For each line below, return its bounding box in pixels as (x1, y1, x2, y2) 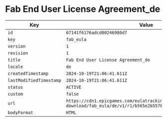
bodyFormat (7, 110, 33, 115)
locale (7, 63, 23, 69)
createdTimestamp (7, 70, 49, 76)
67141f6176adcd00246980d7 (66, 30, 128, 35)
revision (7, 50, 28, 56)
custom (7, 91, 23, 97)
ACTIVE (66, 84, 82, 90)
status (7, 84, 23, 90)
